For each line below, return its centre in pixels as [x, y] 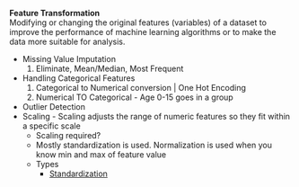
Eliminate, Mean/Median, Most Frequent [110, 68]
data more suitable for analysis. [67, 41]
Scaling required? [68, 135]
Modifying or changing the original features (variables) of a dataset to [138, 22]
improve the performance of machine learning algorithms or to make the [143, 32]
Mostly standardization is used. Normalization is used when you [154, 145]
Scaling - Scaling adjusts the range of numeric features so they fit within [156, 116]
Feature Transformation [55, 13]
